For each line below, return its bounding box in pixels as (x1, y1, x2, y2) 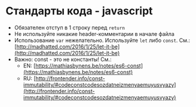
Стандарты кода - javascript (5, 4, 153, 18)
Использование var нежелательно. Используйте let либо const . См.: (14, 36, 191, 44)
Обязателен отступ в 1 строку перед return (14, 24, 125, 31)
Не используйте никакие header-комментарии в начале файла (14, 30, 174, 37)
